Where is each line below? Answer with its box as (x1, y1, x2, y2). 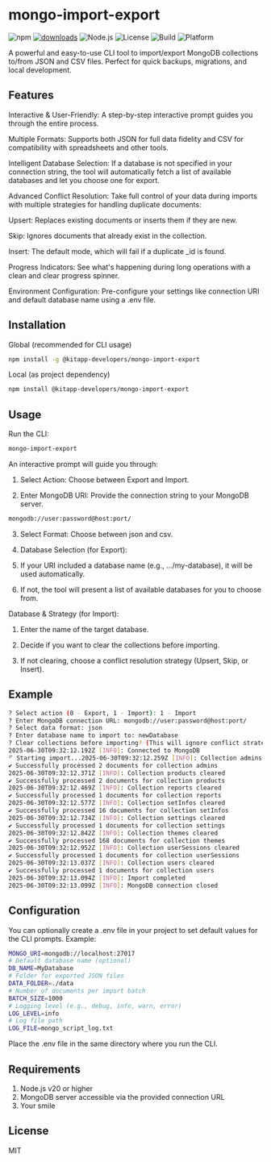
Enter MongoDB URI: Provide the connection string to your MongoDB (19, 490, 249, 500)
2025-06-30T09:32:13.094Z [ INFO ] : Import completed (8, 873, 186, 882)
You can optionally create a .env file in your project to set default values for (8, 925, 258, 935)
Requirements (8, 1062, 81, 1076)
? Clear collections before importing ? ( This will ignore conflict (8, 739, 240, 748)
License (8, 1124, 49, 1138)
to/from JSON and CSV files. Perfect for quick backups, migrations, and (8, 56, 248, 66)
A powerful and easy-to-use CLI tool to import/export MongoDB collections (8, 48, 259, 57)
